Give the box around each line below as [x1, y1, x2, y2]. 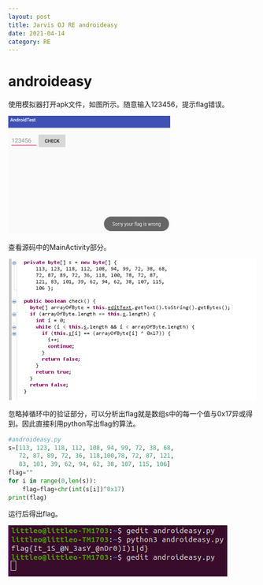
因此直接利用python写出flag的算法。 [21, 419, 140, 428]
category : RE [8, 38, 51, 46]
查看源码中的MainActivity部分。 [8, 243, 111, 252]
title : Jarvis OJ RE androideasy [8, 20, 118, 29]
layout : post [8, 13, 51, 20]
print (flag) [8, 494, 47, 501]
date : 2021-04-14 [8, 29, 65, 37]
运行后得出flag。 [8, 509, 63, 518]
